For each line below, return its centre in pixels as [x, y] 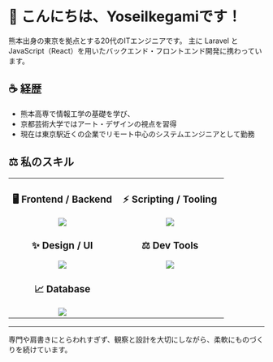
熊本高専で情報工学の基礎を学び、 [77, 114]
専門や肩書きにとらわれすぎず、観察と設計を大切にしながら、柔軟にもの [129, 340]
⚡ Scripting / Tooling [170, 199]
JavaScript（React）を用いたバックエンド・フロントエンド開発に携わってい [135, 50]
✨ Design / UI [62, 245]
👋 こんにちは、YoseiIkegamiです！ [125, 17]
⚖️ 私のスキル [41, 162]
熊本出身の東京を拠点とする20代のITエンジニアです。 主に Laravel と [123, 41]
